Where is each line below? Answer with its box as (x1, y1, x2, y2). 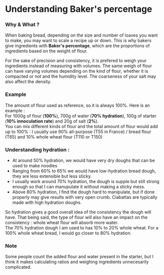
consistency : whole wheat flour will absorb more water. (5, 220, 119, 226)
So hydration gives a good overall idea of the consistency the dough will (5, 209, 152, 215)
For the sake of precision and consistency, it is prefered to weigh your (5, 58, 147, 64)
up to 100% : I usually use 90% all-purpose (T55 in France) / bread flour (5, 129, 151, 135)
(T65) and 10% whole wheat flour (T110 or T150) (5, 134, 102, 139)
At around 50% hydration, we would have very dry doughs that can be (12, 157, 155, 164)
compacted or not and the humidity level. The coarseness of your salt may (5, 73, 156, 80)
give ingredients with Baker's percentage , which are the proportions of (5, 43, 150, 49)
